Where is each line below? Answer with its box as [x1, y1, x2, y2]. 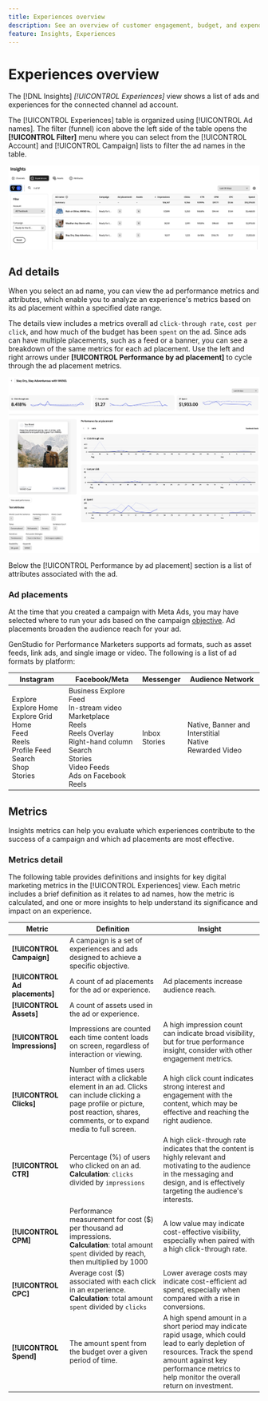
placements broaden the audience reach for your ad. [8, 624, 182, 634]
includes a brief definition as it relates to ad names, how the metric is [8, 889, 235, 899]
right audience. [163, 1116, 213, 1125]
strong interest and [163, 1082, 226, 1092]
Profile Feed [11, 745, 52, 755]
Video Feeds [68, 762, 110, 772]
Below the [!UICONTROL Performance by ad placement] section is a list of [8, 560, 252, 570]
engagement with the [163, 1090, 233, 1100]
